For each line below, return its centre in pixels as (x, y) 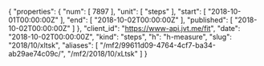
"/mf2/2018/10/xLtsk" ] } (107, 54)
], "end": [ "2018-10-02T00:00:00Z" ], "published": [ (146, 20)
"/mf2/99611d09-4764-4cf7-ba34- (158, 45)
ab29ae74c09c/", (37, 54)
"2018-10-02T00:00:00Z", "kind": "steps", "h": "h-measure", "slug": (120, 37)
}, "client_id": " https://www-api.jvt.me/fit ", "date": (158, 28)
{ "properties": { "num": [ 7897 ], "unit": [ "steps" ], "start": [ (107, 12)
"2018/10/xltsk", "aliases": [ (53, 45)
